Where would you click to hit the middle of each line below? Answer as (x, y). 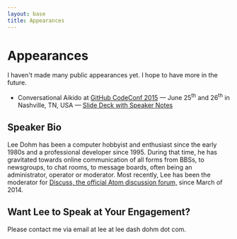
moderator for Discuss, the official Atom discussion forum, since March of (115, 182)
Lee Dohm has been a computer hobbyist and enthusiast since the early (112, 144)
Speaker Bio (35, 127)
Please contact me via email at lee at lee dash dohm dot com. (97, 229)
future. (17, 83)
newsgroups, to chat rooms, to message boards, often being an (100, 167)
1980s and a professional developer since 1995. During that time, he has (112, 152)
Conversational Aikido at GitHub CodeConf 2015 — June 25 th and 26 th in (123, 97)
